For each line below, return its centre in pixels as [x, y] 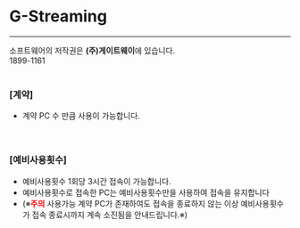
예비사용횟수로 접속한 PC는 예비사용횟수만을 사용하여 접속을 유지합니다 [146, 192]
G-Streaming [58, 16]
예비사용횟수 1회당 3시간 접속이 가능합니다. [96, 181]
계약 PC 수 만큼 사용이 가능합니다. [81, 116]
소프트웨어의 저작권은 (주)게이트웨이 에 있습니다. [92, 50]
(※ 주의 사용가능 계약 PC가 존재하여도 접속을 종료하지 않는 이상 [130, 203]
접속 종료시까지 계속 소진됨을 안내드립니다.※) [110, 215]
